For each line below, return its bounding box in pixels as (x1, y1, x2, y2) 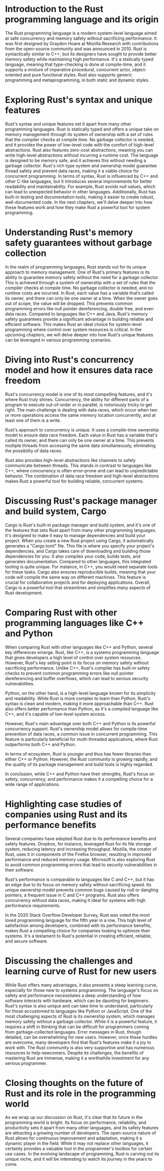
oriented (5, 72, 22, 78)
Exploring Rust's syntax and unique (5, 94, 153, 106)
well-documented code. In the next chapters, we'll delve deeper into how (5, 199, 153, 205)
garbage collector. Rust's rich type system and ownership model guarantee (5, 163, 157, 168)
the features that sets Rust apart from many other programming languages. (5, 527, 157, 533)
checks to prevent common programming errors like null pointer (5, 670, 134, 676)
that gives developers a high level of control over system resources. (5, 654, 142, 660)
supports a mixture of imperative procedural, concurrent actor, (5, 66, 131, 72)
